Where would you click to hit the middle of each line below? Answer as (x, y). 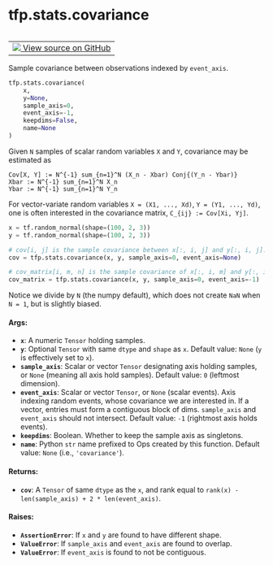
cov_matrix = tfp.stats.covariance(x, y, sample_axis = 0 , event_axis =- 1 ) (134, 280)
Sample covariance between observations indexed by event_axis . (119, 67)
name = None (40, 128)
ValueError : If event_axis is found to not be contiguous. (113, 552)
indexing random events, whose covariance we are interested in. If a (134, 401)
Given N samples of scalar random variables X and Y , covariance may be (128, 151)
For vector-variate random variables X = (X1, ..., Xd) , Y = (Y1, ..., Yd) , (134, 204)
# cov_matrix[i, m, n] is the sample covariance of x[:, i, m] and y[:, (134, 272)
